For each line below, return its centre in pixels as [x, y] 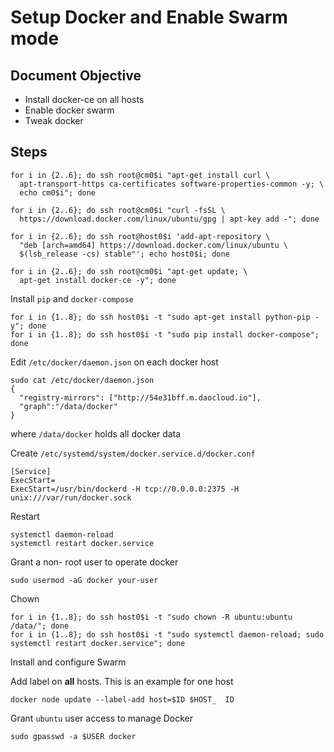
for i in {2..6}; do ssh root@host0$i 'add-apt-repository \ [140, 236]
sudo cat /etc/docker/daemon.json [82, 380]
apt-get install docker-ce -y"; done [98, 280]
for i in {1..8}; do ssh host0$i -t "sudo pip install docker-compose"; [165, 334]
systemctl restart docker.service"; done [98, 643]
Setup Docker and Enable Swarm [149, 17]
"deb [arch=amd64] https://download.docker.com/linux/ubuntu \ [153, 245]
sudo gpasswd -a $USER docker [73, 736]
